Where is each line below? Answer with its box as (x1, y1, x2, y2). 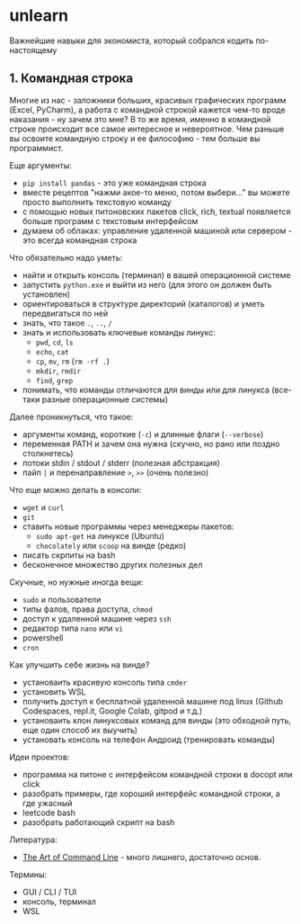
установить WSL (22, 686, 86, 697)
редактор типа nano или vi (22, 623, 124, 633)
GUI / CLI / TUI (22, 886, 77, 897)
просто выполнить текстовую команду (22, 196, 173, 207)
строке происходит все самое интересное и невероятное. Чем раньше (9, 123, 285, 134)
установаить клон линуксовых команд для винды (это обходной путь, (22, 714, 292, 725)
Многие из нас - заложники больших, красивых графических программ (9, 94, 287, 105)
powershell (22, 632, 64, 643)
